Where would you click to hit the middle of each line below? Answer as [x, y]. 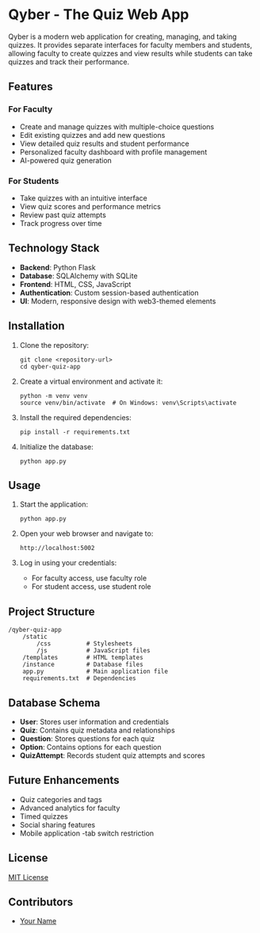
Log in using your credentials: [68, 563]
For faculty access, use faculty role [89, 578]
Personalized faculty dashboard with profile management [113, 151]
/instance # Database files [83, 665]
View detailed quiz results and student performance [104, 143]
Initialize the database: [56, 446]
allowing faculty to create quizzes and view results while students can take [130, 53]
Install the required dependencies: [76, 417]
